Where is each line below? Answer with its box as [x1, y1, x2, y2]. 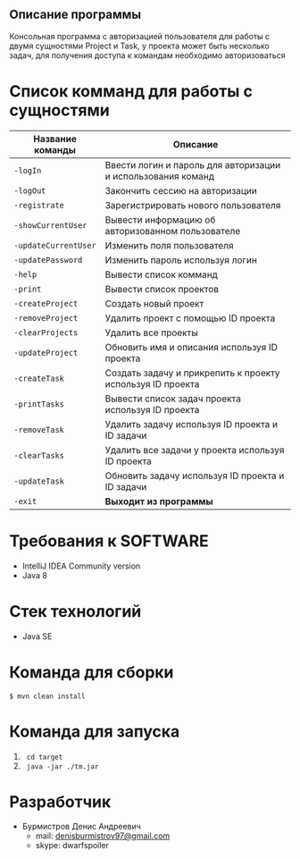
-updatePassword [13, 255, 83, 265]
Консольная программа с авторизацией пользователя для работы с [9, 30, 271, 41]
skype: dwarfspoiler [35, 840, 110, 851]
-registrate [13, 200, 65, 210]
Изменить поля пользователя [104, 239, 234, 251]
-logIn [13, 165, 42, 175]
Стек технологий [9, 601, 142, 621]
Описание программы [9, 7, 141, 22]
